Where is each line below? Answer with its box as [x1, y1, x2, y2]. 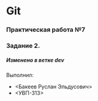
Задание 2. [6, 42, 41, 50]
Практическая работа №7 [6, 26, 85, 34]
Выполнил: [6, 72, 34, 78]
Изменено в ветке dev [6, 56, 65, 63]
